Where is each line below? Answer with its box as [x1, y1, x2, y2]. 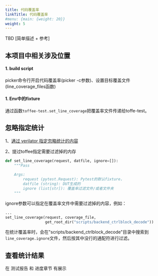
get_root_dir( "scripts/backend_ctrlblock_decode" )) [45, 219, 154, 224]
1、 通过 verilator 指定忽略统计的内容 [5, 138, 78, 144]
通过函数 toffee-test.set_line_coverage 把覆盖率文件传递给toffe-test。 [5, 108, 150, 114]
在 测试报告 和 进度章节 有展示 [5, 266, 67, 272]
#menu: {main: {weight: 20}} [5, 16, 65, 21]
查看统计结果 [5, 251, 45, 260]
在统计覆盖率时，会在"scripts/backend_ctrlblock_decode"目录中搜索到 [5, 229, 149, 235]
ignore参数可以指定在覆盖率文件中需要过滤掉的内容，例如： [5, 200, 127, 206]
